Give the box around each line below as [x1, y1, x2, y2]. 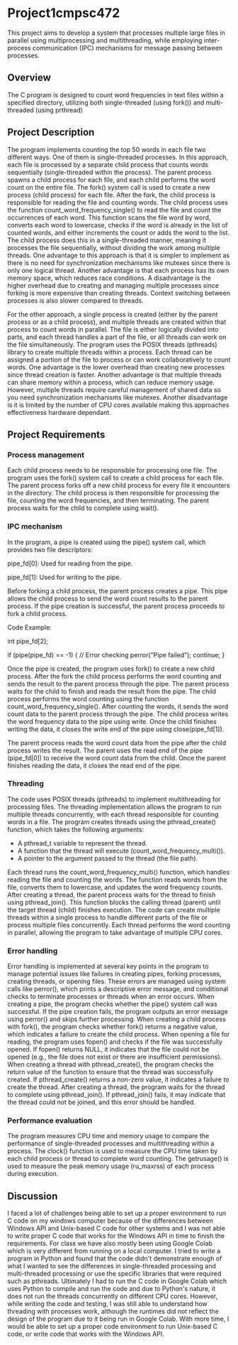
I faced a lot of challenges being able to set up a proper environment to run [7, 1209, 227, 1218]
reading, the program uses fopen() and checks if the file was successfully [7, 1037, 223, 1046]
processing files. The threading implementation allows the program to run [7, 802, 222, 811]
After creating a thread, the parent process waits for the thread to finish [7, 890, 216, 899]
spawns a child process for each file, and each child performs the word [7, 175, 216, 184]
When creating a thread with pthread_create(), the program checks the [7, 1060, 214, 1069]
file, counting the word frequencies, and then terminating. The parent [7, 496, 210, 505]
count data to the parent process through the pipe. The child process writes [7, 709, 229, 718]
